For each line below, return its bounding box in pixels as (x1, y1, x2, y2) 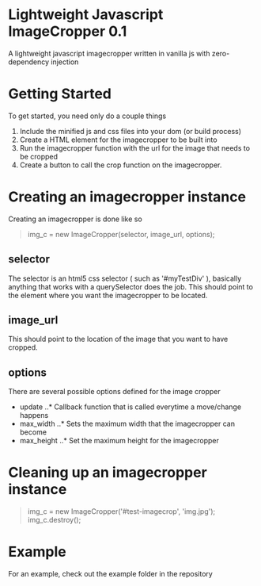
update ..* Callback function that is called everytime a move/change (19, 402, 242, 412)
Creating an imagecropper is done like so (8, 214, 142, 224)
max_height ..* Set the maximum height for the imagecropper (19, 436, 219, 446)
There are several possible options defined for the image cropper (8, 387, 221, 396)
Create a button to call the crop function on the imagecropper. (19, 160, 222, 170)
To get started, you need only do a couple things (8, 111, 167, 121)
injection (51, 57, 79, 67)
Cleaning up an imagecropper (8, 464, 207, 481)
